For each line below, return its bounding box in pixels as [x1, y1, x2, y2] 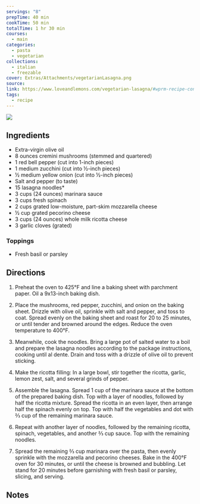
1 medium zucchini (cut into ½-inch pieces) [14, 165, 121, 173]
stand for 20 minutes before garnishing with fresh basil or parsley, [14, 467, 177, 474]
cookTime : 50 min [6, 20, 49, 26]
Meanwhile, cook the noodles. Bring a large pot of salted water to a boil [14, 338, 190, 345]
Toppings [6, 237, 35, 245]
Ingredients [6, 130, 50, 140]
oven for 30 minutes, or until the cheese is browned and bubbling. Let [14, 460, 186, 467]
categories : [6, 42, 36, 48]
